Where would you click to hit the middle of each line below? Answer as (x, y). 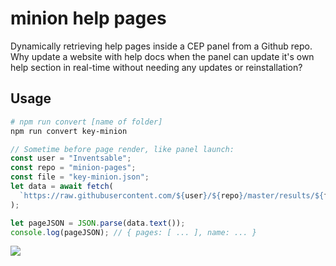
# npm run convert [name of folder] (86, 122)
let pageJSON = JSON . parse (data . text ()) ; (98, 223)
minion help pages (88, 18)
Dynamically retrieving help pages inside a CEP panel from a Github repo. (161, 46)
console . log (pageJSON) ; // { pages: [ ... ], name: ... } (133, 232)
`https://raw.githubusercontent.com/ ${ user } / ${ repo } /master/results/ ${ (172, 195)
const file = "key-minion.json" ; (80, 177)
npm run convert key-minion (69, 131)
